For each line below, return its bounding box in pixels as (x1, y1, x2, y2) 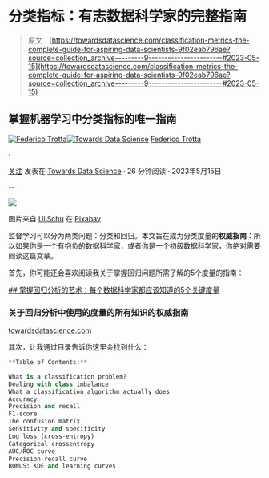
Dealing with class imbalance (8, 380, 110, 388)
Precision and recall (8, 403, 81, 411)
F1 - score (8, 410, 38, 418)
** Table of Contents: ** (8, 358, 88, 367)
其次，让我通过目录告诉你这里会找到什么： (8, 342, 149, 352)
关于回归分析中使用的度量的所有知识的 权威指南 (8, 306, 189, 318)
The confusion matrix (8, 418, 81, 426)
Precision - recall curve (8, 455, 88, 463)
